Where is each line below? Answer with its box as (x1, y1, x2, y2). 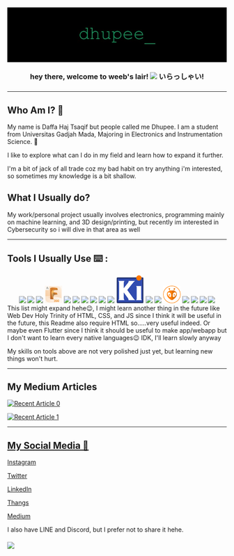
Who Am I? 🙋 (7, 104, 64, 116)
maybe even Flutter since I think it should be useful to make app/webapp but (7, 326, 228, 334)
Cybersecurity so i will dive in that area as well (7, 225, 141, 233)
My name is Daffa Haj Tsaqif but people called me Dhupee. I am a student (7, 122, 219, 132)
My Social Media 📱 (7, 439, 89, 452)
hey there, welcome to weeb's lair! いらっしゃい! (30, 72, 204, 81)
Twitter (7, 472, 28, 480)
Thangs (7, 498, 29, 507)
